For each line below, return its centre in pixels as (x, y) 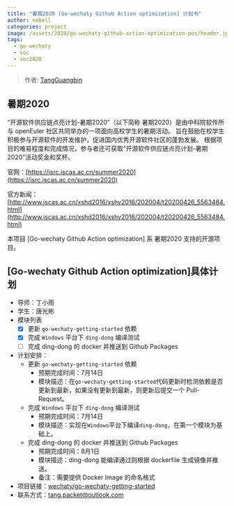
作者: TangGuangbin (53, 80)
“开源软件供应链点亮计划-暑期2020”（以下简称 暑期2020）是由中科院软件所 (116, 122)
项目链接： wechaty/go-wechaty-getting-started (86, 486)
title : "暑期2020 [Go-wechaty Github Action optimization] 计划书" (104, 14)
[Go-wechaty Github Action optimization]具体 (108, 271)
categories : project (37, 27)
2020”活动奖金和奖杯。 (41, 157)
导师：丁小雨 (36, 303)
